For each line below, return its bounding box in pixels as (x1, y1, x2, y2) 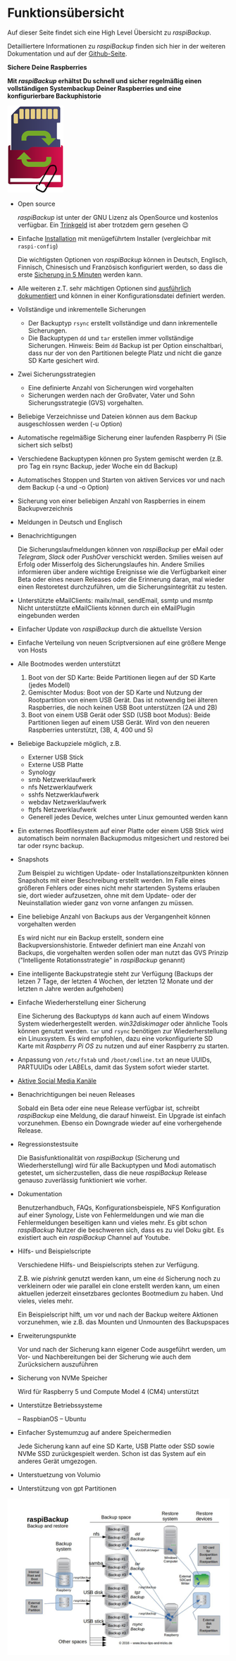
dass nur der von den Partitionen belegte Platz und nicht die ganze (27, 349, 222, 357)
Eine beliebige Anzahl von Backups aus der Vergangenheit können (17, 912, 211, 921)
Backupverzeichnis (17, 504, 73, 512)
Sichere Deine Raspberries (7, 63, 87, 71)
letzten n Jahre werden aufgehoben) (17, 984, 124, 993)
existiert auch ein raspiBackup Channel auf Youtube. (17, 1233, 170, 1241)
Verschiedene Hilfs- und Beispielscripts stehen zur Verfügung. (17, 1260, 199, 1269)
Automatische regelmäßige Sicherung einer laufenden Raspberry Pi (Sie (17, 433, 227, 442)
